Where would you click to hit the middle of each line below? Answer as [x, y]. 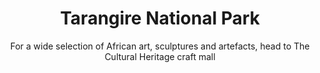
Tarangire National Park [160, 18]
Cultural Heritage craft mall [160, 56]
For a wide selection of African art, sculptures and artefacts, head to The [160, 46]
